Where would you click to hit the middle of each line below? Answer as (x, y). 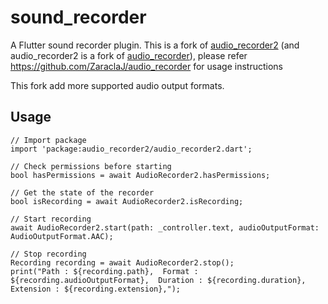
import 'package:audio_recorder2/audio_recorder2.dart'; (131, 149)
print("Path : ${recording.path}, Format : (104, 271)
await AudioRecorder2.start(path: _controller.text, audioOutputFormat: (165, 227)
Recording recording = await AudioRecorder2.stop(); (122, 262)
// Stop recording (48, 254)
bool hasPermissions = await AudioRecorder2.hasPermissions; (140, 175)
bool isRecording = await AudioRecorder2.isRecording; (127, 201)
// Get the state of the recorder (82, 192)
